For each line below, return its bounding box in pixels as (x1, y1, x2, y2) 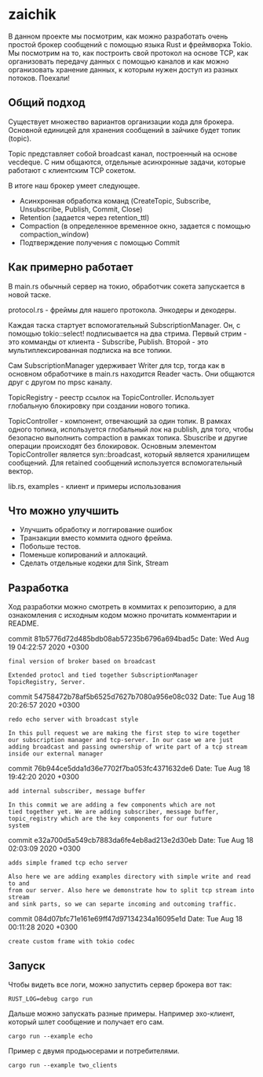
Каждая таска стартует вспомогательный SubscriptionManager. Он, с (8, 320, 241, 329)
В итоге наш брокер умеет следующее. (8, 181, 141, 190)
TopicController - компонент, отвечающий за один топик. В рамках (8, 416, 232, 425)
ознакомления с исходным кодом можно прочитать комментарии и (8, 611, 237, 620)
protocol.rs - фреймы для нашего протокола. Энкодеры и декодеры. (8, 305, 237, 314)
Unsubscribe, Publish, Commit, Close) (19, 204, 143, 214)
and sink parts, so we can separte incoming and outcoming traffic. (8, 900, 237, 909)
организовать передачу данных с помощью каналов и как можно (8, 57, 229, 66)
